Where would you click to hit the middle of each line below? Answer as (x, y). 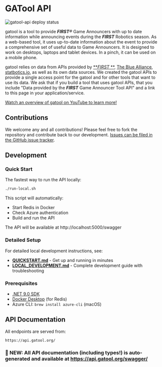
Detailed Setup (23, 240)
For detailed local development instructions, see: (54, 251)
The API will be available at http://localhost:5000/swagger (63, 227)
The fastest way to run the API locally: (43, 180)
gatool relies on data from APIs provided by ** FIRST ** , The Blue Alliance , (79, 67)
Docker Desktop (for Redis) (40, 299)
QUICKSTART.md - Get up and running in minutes (63, 260)
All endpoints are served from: (36, 331)
